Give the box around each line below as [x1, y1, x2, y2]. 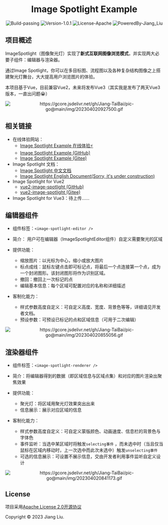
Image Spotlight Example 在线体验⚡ [20, 142, 94, 148]
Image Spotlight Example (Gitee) [20, 155, 87, 161]
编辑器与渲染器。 [27, 56, 63, 62]
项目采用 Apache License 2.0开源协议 [5, 504, 82, 509]
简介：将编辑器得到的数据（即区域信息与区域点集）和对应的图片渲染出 [12, 373, 158, 379]
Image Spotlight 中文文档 [20, 167, 72, 173]
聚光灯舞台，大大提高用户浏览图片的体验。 [9, 73, 98, 80]
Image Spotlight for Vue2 [12, 178, 65, 184]
